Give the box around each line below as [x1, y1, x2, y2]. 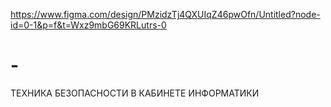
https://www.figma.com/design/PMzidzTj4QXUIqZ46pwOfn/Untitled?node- [10, 9, 321, 20]
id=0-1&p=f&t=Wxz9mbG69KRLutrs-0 [10, 19, 167, 31]
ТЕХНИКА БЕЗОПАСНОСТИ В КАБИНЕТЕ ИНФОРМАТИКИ [10, 87, 260, 99]
